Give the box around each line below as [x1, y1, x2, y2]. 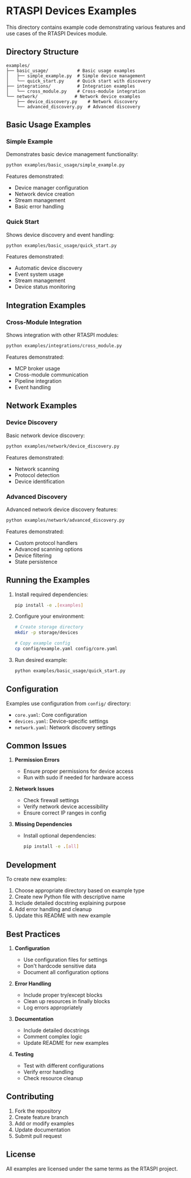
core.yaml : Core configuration [14, 711, 87, 718]
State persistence [14, 558, 58, 565]
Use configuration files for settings [23, 956, 108, 963]
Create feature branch [14, 1113, 69, 1120]
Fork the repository [14, 1107, 62, 1114]
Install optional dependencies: [23, 832, 96, 839]
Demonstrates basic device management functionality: [6, 151, 139, 158]
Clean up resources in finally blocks [23, 997, 110, 1005]
